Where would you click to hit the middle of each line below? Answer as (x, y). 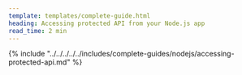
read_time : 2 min (38, 31)
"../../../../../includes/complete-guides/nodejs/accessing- (140, 54)
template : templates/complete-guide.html (80, 16)
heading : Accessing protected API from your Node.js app (107, 23)
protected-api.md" (39, 62)
